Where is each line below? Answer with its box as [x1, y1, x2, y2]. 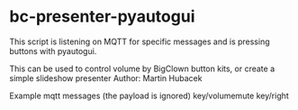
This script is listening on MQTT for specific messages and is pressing [9, 36, 270, 47]
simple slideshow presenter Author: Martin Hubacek [9, 72, 203, 83]
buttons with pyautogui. [9, 45, 97, 56]
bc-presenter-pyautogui [9, 6, 195, 27]
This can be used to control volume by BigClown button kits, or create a [9, 63, 275, 74]
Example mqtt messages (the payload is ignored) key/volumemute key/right [9, 90, 290, 101]
